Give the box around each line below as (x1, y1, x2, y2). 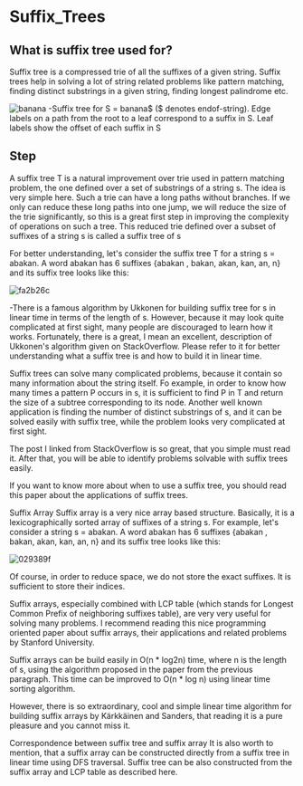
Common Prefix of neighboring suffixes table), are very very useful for (9, 608, 271, 618)
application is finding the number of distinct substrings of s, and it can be (9, 406, 282, 417)
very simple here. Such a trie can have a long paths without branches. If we (9, 192, 291, 203)
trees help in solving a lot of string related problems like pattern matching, (9, 76, 285, 87)
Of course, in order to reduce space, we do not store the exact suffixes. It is (9, 570, 291, 581)
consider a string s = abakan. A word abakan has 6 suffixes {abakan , (9, 526, 269, 537)
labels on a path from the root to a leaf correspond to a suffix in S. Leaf (9, 113, 274, 123)
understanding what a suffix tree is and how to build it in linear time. (9, 350, 262, 361)
